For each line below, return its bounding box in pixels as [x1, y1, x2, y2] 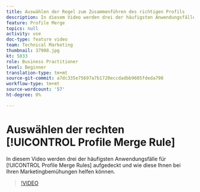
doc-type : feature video [6, 36, 68, 42]
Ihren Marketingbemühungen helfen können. [6, 168, 115, 175]
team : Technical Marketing [6, 42, 73, 48]
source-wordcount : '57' [6, 86, 65, 92]
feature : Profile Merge [6, 20, 65, 26]
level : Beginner [6, 64, 46, 70]
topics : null [6, 25, 39, 32]
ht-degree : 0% [6, 92, 42, 98]
